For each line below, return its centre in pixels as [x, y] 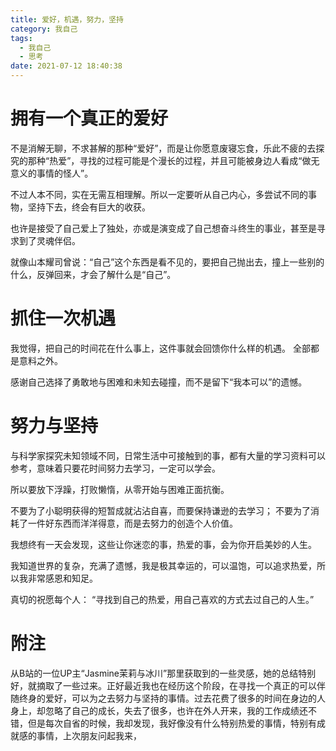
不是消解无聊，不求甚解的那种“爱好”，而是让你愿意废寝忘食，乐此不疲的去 [163, 148]
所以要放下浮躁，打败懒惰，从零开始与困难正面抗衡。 [120, 489]
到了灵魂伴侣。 [49, 240]
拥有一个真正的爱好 [89, 118]
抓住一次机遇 [63, 318]
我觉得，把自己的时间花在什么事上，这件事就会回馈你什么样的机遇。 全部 [160, 348]
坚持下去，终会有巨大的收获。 [89, 207]
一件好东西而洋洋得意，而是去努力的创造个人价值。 [132, 523]
